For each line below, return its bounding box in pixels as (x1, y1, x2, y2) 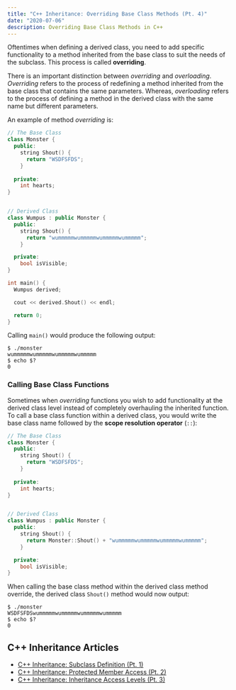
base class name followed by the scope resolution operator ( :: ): (7, 418, 198, 427)
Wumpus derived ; (13, 286, 62, 293)
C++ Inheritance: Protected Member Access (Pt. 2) (17, 668, 167, 677)
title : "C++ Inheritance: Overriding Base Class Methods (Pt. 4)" (7, 10, 208, 18)
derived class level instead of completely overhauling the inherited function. (7, 404, 229, 412)
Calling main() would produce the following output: (7, 331, 156, 340)
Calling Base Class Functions (7, 380, 110, 390)
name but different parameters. (7, 102, 99, 111)
